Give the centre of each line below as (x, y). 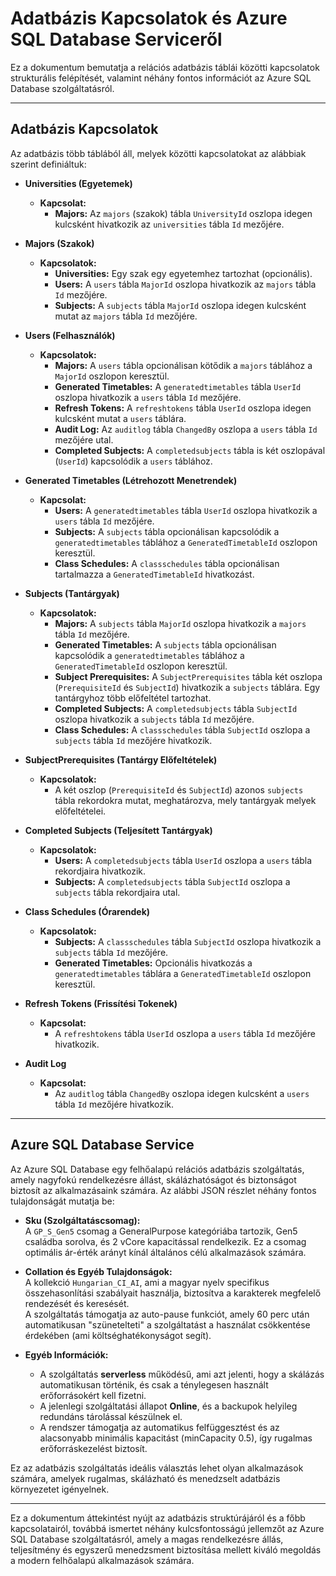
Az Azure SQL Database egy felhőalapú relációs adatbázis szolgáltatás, (157, 1169)
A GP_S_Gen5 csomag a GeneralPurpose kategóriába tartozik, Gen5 (161, 1231)
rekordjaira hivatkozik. (100, 871)
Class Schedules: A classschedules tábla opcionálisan (167, 563)
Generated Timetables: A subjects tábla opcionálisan (165, 644)
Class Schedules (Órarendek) (87, 911)
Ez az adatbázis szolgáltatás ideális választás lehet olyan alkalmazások (157, 1468)
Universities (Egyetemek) (78, 183)
